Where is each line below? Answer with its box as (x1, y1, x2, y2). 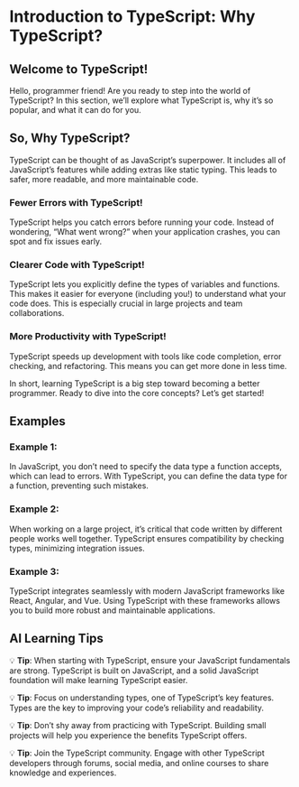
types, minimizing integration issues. (9, 542, 146, 553)
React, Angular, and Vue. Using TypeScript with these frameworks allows (9, 595, 281, 606)
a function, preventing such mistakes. (9, 480, 149, 491)
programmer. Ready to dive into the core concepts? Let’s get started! (9, 387, 265, 398)
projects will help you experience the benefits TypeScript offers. (9, 729, 248, 741)
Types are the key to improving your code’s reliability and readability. (9, 702, 264, 713)
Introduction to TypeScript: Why (9, 6, 256, 27)
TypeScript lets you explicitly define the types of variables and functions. (9, 279, 281, 290)
